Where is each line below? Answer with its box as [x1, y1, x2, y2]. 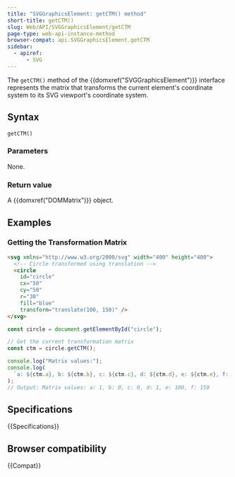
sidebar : [7, 43, 33, 50]
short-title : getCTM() [7, 17, 74, 24]
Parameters [7, 146, 48, 156]
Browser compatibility [7, 442, 107, 454]
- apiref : [13, 50, 42, 57]
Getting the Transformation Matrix [7, 237, 128, 247]
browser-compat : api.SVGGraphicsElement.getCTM [7, 37, 150, 44]
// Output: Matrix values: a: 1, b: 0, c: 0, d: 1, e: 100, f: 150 [7, 384, 210, 391]
